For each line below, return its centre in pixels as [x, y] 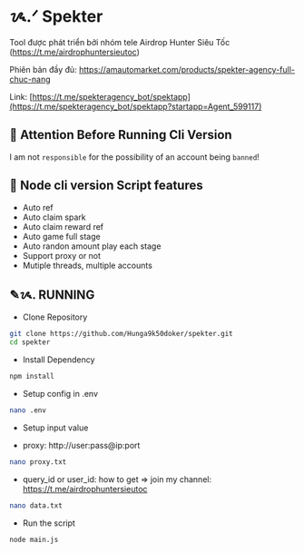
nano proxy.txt [38, 462]
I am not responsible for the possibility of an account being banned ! [135, 157]
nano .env [28, 410]
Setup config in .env [60, 394]
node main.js [34, 539]
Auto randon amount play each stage [92, 246]
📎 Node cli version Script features [106, 186]
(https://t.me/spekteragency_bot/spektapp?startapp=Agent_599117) [136, 106]
